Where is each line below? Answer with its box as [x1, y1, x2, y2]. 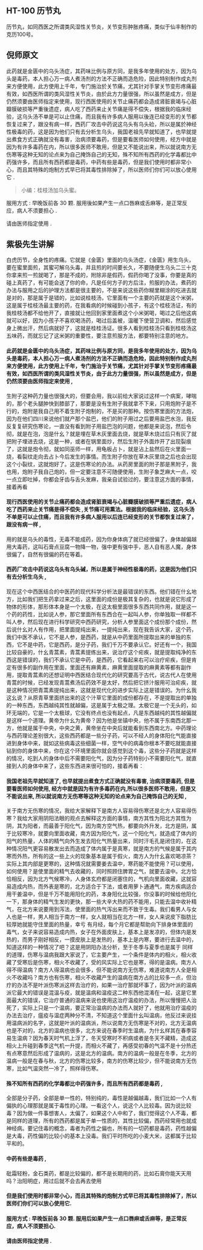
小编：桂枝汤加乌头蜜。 [21, 186, 80, 193]
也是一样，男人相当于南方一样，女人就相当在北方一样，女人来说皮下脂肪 [11, 913, 192, 921]
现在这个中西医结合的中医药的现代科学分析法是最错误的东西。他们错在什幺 [6, 588, 192, 596]
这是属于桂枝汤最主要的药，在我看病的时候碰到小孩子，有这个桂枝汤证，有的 [6, 302, 197, 309]
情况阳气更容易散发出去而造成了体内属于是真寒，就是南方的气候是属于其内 [11, 845, 197, 852]
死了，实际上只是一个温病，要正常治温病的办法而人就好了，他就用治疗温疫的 [6, 1004, 197, 1012]
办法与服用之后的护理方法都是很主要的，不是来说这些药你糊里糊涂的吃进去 [6, 287, 192, 294]
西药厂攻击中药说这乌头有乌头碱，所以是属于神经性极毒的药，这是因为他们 [6, 566, 192, 573]
